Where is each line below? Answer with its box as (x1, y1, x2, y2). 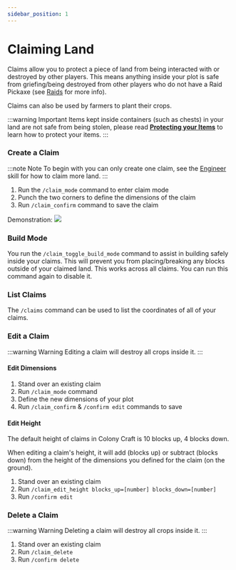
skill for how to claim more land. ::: (7, 172, 108, 180)
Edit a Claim (7, 331, 50, 341)
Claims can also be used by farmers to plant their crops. (7, 101, 173, 110)
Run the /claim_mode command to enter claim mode (17, 185, 169, 194)
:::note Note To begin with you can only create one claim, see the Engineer (7, 164, 227, 172)
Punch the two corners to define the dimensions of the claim (17, 193, 196, 202)
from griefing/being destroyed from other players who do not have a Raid (7, 80, 222, 88)
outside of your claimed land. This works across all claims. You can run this (7, 264, 228, 273)
